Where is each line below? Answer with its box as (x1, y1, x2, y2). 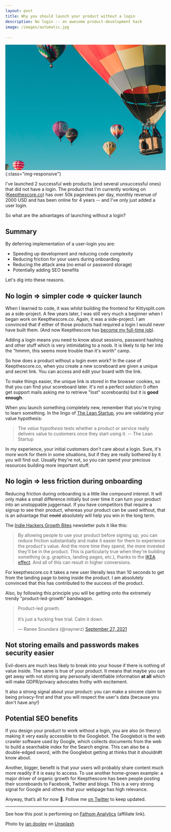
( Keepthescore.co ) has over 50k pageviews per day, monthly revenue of (5, 192, 157, 198)
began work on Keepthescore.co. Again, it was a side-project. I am (5, 316, 145, 322)
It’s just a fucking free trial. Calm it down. (17, 616, 104, 622)
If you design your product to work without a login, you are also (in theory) (5, 728, 161, 734)
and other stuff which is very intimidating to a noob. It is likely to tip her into (5, 342, 163, 348)
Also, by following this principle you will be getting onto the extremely (5, 590, 151, 596)
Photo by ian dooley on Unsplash (5, 821, 75, 827)
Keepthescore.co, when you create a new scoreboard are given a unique (5, 363, 158, 369)
